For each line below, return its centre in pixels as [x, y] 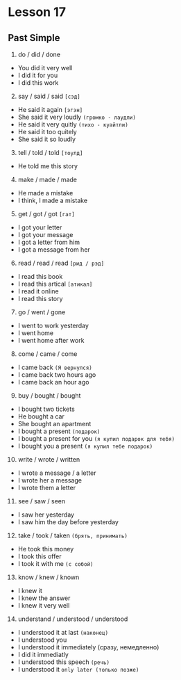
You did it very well [45, 68]
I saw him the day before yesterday [68, 522]
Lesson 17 [37, 12]
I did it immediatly [43, 655]
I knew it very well [44, 605]
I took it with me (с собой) [55, 564]
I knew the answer [44, 598]
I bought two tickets [46, 409]
